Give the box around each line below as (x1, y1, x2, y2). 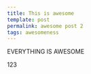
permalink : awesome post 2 (7, 22, 84, 29)
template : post (7, 16, 50, 23)
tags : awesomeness (7, 29, 59, 36)
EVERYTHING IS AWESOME (7, 48, 85, 56)
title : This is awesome (7, 10, 75, 17)
